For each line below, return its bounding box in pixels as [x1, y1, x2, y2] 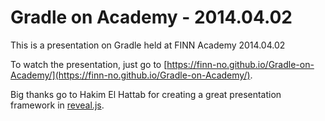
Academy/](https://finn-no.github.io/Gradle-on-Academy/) [10, 69, 251, 81]
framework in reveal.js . [10, 99, 105, 111]
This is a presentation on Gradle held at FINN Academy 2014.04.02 [10, 39, 286, 51]
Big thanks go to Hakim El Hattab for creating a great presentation [10, 88, 282, 100]
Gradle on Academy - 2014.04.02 [10, 6, 293, 29]
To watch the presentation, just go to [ [10, 58, 168, 70]
